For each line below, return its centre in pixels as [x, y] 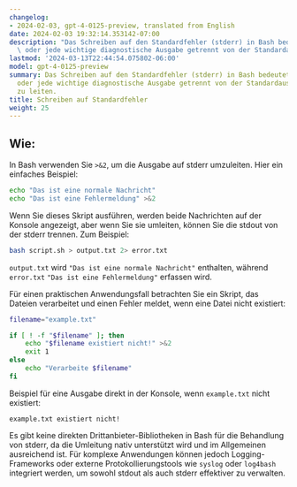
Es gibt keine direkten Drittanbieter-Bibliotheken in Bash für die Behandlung [147, 435]
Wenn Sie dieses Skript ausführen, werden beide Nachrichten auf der [136, 215]
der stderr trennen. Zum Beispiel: [69, 234]
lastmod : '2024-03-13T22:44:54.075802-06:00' [94, 58]
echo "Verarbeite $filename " [79, 369]
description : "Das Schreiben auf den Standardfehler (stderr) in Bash [142, 42]
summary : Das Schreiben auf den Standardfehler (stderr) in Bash [132, 75]
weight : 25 [29, 108]
